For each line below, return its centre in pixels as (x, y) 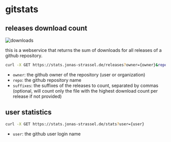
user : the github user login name (47, 134)
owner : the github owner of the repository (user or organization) (79, 74)
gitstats (22, 9)
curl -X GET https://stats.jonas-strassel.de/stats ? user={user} (75, 124)
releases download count (46, 28)
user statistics (28, 112)
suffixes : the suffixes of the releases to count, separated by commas (85, 86)
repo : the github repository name (47, 80)
